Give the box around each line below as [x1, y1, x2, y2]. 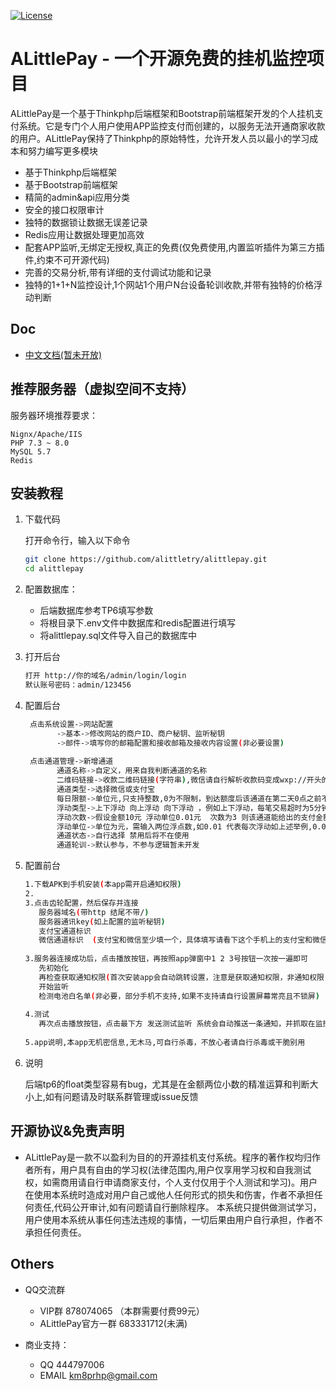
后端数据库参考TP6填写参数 [39, 605, 154, 617]
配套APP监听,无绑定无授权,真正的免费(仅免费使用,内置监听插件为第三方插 [24, 241, 325, 253]
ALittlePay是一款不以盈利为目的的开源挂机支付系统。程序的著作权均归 [24, 1151, 312, 1163]
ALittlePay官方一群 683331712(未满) [39, 1317, 188, 1329]
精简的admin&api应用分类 [24, 191, 130, 203]
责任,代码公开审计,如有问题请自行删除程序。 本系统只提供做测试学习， [33, 1201, 322, 1213]
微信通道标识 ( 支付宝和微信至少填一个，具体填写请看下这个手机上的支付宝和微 [38, 935, 320, 945]
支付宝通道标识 [38, 926, 92, 936]
